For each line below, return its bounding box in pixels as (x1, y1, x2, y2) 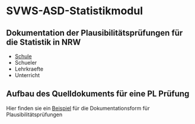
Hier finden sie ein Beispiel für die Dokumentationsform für (6, 104, 150, 112)
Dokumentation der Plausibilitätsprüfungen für (6, 28, 183, 38)
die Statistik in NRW (6, 37, 81, 47)
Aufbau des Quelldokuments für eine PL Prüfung (6, 89, 190, 99)
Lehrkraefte (14, 65, 43, 72)
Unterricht (14, 72, 40, 78)
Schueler (14, 59, 37, 66)
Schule (14, 53, 32, 60)
